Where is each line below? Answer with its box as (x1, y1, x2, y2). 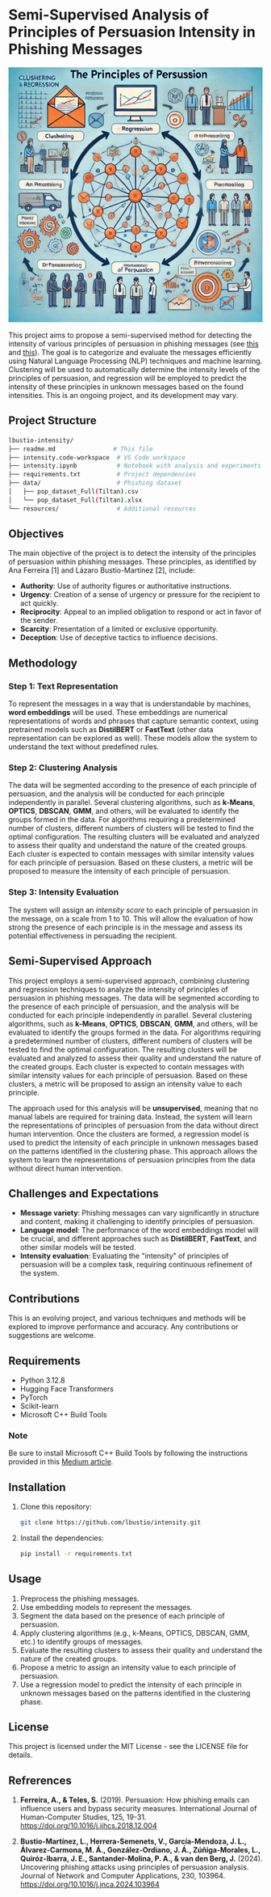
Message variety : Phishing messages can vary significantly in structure (19, 1208, 260, 1218)
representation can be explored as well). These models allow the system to (8, 734, 258, 743)
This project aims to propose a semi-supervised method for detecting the (8, 330, 252, 340)
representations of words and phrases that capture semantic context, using (8, 716, 259, 726)
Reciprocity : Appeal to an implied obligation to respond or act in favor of (19, 607, 262, 616)
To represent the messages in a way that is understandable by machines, (8, 699, 252, 709)
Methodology (8, 656, 78, 670)
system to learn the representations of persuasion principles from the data (8, 1154, 256, 1164)
